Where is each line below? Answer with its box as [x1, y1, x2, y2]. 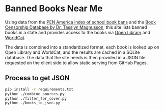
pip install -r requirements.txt [5, 87, 74, 92]
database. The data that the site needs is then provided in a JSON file [5, 54, 146, 60]
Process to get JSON [5, 74, 70, 82]
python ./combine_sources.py [5, 91, 65, 96]
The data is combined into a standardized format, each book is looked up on [5, 44, 160, 50]
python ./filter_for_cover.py [5, 96, 67, 101]
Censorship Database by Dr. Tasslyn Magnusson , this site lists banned [5, 24, 147, 30]
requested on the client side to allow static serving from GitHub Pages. [5, 60, 148, 66]
